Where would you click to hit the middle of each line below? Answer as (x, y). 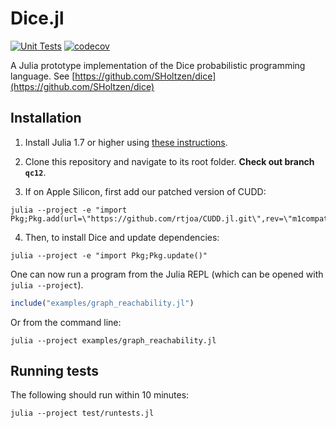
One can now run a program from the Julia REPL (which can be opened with (167, 274)
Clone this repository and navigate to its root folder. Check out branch (169, 161)
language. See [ (43, 76)
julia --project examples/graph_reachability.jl (113, 340)
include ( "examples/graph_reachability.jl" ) (102, 303)
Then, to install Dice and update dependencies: (122, 237)
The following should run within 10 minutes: (100, 395)
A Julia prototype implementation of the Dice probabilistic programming (158, 65)
